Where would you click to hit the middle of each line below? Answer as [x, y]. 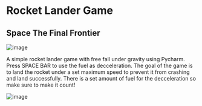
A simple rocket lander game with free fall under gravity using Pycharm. [96, 59]
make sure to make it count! [41, 85]
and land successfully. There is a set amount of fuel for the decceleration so [101, 78]
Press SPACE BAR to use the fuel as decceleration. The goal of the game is [99, 65]
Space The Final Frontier [54, 33]
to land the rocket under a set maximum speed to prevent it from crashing [98, 72]
